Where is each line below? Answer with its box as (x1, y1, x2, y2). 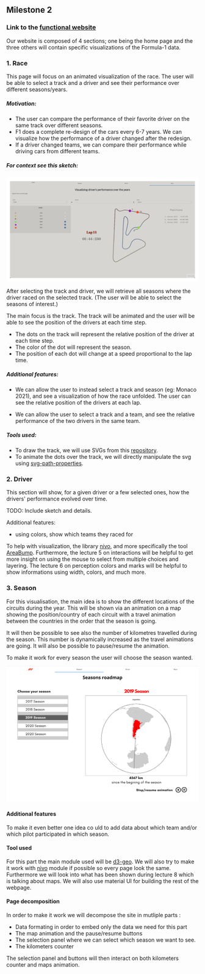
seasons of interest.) (6, 301, 59, 308)
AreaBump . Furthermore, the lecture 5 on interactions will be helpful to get (6, 549, 193, 557)
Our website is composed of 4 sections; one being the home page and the (6, 37, 193, 45)
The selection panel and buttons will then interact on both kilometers (6, 954, 179, 962)
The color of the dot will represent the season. (15, 343, 132, 351)
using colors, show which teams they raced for (15, 531, 133, 538)
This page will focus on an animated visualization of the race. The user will (6, 73, 194, 80)
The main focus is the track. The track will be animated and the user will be (6, 312, 195, 320)
